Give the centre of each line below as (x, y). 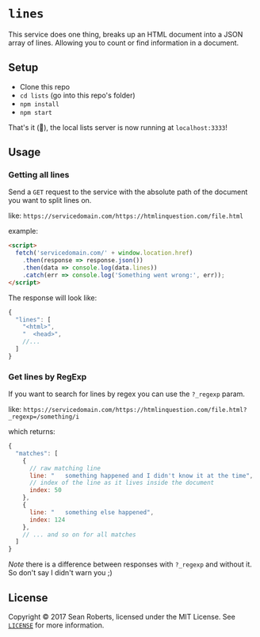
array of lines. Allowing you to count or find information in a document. (124, 43)
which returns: (32, 432)
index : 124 (47, 520)
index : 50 (45, 490)
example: (23, 231)
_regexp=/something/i (44, 417)
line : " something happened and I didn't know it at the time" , (141, 475)
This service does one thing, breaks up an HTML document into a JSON (126, 34)
